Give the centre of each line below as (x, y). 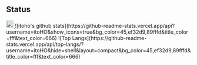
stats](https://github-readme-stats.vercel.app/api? (114, 26)
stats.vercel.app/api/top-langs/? (45, 44)
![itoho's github (33, 26)
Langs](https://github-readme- (109, 38)
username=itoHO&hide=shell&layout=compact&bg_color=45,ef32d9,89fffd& (98, 50)
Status (19, 10)
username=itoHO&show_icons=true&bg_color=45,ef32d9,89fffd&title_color (97, 32)
